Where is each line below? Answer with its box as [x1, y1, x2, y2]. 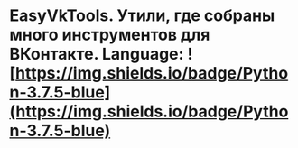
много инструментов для [9, 24, 210, 45]
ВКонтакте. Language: [9, 44, 184, 64]
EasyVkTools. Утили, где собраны [9, 5, 275, 26]
